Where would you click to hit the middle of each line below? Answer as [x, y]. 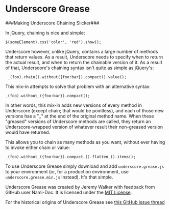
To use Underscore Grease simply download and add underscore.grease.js [85, 166]
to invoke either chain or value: [38, 147]
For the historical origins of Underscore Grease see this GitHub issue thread [85, 202]
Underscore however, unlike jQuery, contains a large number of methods [82, 51]
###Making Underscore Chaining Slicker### [52, 23]
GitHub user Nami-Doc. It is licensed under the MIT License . [69, 192]
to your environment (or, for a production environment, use [67, 171]
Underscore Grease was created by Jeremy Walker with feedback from [80, 187]
